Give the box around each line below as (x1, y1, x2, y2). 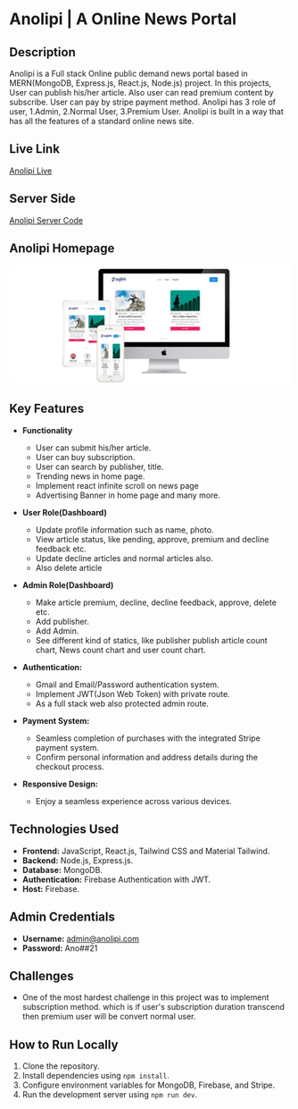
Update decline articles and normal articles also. (35, 552, 214, 563)
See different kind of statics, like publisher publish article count (35, 634, 268, 645)
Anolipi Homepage (9, 241, 115, 256)
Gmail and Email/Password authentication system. (35, 679, 220, 690)
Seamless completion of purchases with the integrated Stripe (35, 733, 261, 744)
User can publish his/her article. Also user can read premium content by (9, 88, 274, 97)
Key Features (9, 401, 85, 416)
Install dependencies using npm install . (21, 1071, 170, 1081)
